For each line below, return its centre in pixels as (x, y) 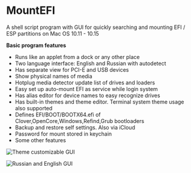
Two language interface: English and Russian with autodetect (90, 63)
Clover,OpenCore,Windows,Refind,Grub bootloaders (80, 121)
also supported (34, 108)
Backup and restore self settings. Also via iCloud (75, 127)
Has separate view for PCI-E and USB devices (72, 69)
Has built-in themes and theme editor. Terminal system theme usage (99, 102)
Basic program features (36, 45)
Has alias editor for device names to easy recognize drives (87, 95)
